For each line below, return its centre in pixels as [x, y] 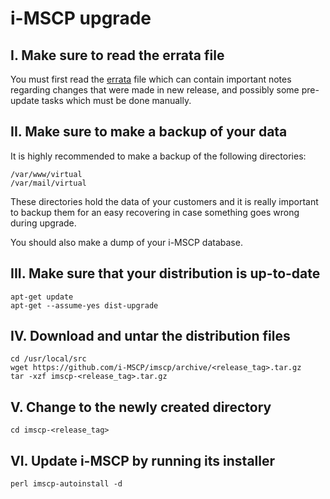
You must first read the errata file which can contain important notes [151, 79]
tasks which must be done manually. [116, 100]
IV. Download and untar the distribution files [150, 336]
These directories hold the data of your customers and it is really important [164, 201]
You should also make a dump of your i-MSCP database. [126, 242]
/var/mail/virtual [48, 183]
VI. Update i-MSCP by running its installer [143, 460]
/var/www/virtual [46, 174]
